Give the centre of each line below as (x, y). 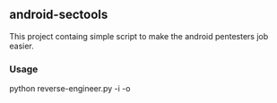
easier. (22, 46)
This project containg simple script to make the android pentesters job (139, 36)
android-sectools (59, 15)
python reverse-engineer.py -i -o (70, 89)
